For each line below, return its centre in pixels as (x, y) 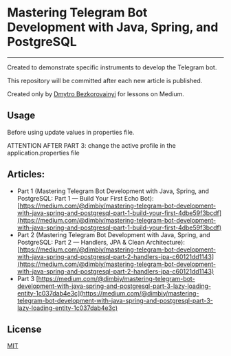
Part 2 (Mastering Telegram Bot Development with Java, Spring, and (114, 234)
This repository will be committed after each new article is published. (105, 80)
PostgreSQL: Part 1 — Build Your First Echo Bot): (85, 198)
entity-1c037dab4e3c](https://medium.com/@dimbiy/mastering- (108, 293)
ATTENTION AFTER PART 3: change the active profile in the (92, 145)
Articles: (26, 174)
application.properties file (44, 153)
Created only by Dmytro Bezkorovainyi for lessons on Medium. (96, 93)
